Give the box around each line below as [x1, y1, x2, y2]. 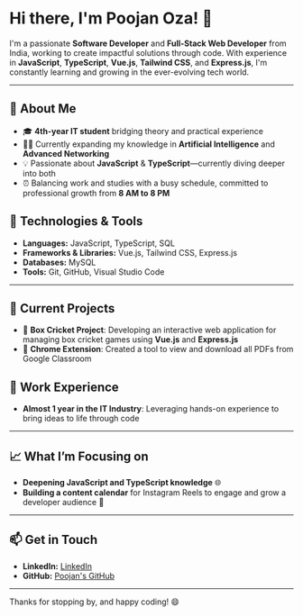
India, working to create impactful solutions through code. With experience [9, 47, 288, 58]
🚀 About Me [9, 101, 77, 116]
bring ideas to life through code [22, 413, 140, 424]
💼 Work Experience [9, 379, 119, 394]
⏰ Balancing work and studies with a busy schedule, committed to [22, 177, 269, 188]
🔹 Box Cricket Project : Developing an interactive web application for [22, 324, 277, 336]
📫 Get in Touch [9, 532, 98, 548]
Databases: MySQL [22, 257, 96, 267]
